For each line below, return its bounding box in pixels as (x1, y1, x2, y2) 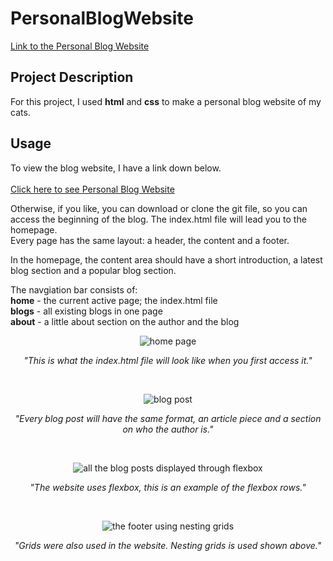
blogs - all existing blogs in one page (10, 305, 163, 317)
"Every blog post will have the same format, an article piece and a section (14, 412, 322, 424)
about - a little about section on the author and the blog (10, 315, 240, 327)
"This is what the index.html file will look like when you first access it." (23, 354, 313, 366)
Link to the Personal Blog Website (10, 40, 150, 52)
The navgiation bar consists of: (10, 283, 138, 296)
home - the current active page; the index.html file (10, 294, 218, 306)
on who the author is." (122, 423, 214, 435)
